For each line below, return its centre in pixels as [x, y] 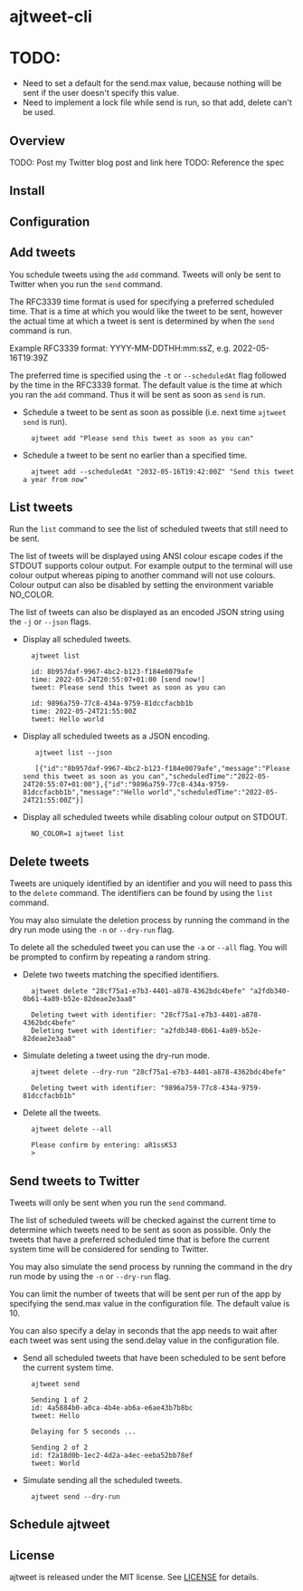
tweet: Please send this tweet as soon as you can [128, 688]
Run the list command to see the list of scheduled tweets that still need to [149, 529]
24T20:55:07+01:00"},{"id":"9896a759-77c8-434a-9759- [126, 785]
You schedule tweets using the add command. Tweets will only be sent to [145, 275]
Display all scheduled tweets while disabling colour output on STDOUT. [155, 817]
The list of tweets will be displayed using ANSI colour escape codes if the [146, 556]
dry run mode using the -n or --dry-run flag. [92, 930]
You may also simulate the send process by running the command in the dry [151, 1267]
